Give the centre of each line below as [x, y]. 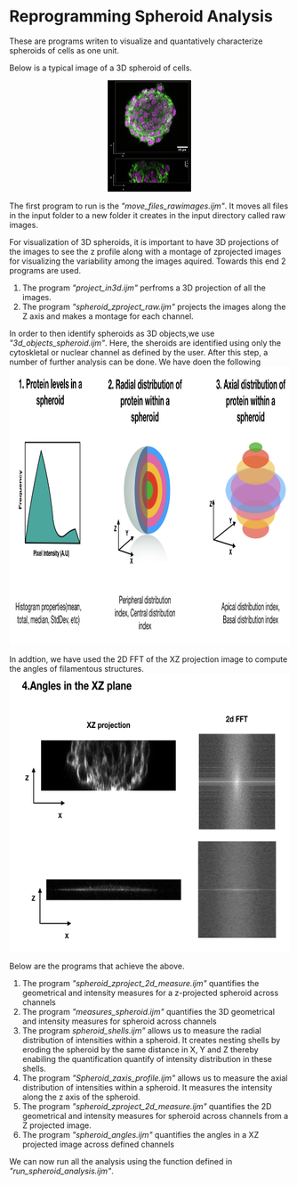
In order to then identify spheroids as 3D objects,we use [112, 333]
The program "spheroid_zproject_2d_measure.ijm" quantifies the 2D [147, 1106]
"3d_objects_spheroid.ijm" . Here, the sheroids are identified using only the [145, 343]
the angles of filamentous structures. [77, 668]
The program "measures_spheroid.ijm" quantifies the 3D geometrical [148, 1011]
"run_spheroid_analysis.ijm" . [61, 1171]
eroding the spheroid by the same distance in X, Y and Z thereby [140, 1050]
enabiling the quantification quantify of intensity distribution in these [147, 1058]
